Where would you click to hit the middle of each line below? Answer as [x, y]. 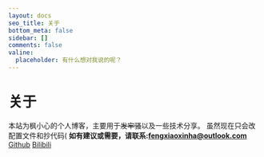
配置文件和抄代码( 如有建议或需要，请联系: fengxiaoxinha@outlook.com [128, 135]
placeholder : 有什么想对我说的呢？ [69, 61]
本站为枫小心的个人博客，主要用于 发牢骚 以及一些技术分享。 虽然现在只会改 [132, 125]
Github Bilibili [30, 144]
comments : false [35, 45]
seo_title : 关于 [34, 23]
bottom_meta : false [41, 30]
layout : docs [30, 16]
